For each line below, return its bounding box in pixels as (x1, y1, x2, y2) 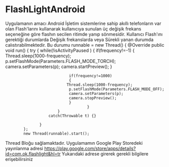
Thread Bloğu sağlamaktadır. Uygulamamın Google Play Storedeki (5, 140, 143, 146)
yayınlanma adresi (5, 145, 43, 151)
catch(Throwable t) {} (48, 113, 96, 118)
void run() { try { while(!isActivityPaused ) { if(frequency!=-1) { (5, 47, 135, 53)
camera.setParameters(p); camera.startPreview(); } (5, 63, 113, 70)
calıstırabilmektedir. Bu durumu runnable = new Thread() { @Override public (5, 42, 164, 48)
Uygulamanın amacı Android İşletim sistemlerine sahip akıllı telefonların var (5, 20, 161, 26)
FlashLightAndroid (5, 4, 85, 15)
